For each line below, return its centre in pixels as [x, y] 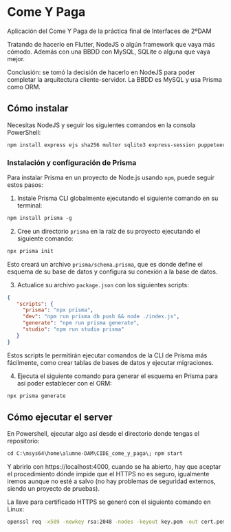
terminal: [30, 205]
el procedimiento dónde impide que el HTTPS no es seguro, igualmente [108, 474]
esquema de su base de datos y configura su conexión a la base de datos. [112, 271]
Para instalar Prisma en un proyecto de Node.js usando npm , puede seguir [111, 177]
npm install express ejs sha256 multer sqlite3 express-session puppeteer [117, 145]
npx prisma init [30, 251]
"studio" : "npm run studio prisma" [74, 330]
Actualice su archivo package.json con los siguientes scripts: [103, 285]
